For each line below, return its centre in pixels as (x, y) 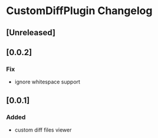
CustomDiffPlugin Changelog (79, 11)
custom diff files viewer (43, 130)
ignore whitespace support (47, 82)
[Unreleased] (31, 33)
